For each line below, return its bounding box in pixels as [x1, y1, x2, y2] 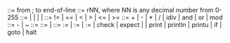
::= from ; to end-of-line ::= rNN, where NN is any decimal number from [7, 6, 214, 14]
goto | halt [7, 28, 37, 36]
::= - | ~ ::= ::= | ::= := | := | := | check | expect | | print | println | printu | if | [7, 21, 222, 28]
